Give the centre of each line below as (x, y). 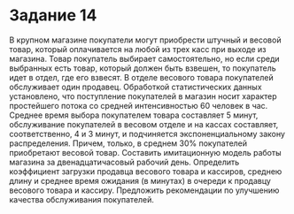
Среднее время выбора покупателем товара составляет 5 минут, (134, 115)
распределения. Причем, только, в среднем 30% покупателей (128, 143)
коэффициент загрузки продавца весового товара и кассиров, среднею (146, 171)
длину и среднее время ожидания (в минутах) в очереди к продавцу (140, 180)
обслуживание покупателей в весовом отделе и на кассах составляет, (144, 124)
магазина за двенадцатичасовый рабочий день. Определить (124, 162)
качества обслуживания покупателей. (82, 199)
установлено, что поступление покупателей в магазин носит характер (143, 96)
